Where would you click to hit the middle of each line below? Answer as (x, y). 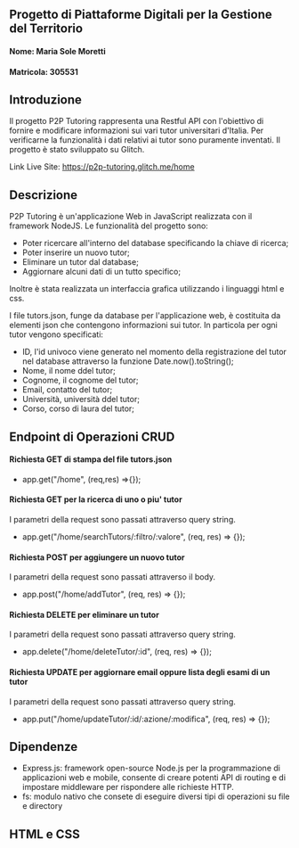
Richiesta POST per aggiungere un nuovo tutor (97, 557)
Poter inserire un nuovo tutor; (76, 252)
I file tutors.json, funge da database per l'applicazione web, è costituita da (145, 316)
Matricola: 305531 (44, 71)
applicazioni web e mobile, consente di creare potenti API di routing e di (154, 778)
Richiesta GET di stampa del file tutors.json (91, 459)
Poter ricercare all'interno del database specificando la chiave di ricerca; (155, 243)
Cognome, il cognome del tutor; (81, 380)
